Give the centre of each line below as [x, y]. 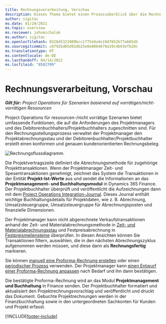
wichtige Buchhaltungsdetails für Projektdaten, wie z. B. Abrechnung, [76, 200]
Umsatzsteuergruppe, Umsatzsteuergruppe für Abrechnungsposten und [79, 205]
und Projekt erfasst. [25, 307]
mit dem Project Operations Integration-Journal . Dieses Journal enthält [77, 194]
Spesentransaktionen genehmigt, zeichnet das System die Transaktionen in [82, 174]
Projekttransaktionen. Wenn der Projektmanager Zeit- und [64, 168]
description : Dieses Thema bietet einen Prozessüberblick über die [76, 14]
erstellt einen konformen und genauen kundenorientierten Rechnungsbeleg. [82, 144]
